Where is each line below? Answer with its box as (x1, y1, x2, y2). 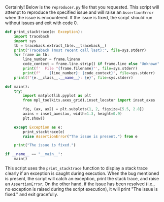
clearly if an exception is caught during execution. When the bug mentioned (5, 170, 159, 176)
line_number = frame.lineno (23, 57, 80, 62)
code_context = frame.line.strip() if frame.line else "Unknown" (23, 62, 160, 67)
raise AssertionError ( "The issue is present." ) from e (23, 134, 138, 139)
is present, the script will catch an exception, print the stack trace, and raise (5, 176, 159, 181)
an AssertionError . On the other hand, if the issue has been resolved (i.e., (5, 181, 155, 187)
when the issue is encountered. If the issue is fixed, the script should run (5, 15, 153, 20)
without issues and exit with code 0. (5, 20, 78, 26)
